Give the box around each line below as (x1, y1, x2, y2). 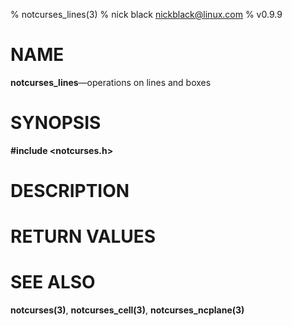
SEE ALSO (10, 271, 96, 294)
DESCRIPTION (10, 180, 130, 203)
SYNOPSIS (10, 112, 102, 134)
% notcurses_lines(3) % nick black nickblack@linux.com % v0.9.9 (10, 9, 283, 20)
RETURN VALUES (10, 225, 157, 248)
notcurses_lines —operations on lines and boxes (10, 76, 212, 88)
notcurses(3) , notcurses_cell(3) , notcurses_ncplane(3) (10, 304, 245, 316)
